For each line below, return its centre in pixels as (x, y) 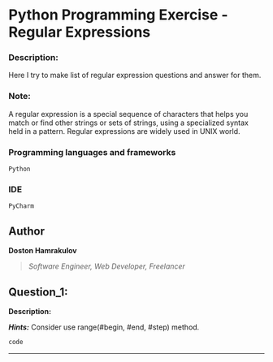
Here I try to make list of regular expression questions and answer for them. (135, 75)
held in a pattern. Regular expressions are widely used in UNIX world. (125, 131)
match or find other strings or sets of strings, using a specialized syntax (129, 123)
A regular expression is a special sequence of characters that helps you (128, 114)
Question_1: (38, 292)
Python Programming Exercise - (119, 15)
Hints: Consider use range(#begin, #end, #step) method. (104, 327)
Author (26, 231)
